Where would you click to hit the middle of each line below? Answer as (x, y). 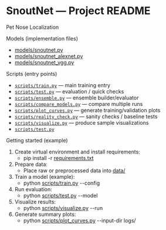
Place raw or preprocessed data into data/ (74, 170)
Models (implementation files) (42, 38)
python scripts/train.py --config (62, 183)
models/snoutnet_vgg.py (44, 62)
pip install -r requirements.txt (58, 158)
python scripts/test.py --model (60, 195)
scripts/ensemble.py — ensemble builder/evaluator (77, 98)
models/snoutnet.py (39, 50)
